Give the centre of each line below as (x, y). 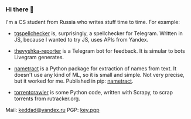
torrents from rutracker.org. (47, 98)
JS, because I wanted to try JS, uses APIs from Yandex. (81, 40)
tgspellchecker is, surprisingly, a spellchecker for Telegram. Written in (98, 33)
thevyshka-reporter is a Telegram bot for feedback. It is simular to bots (99, 51)
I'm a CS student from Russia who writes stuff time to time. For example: (93, 22)
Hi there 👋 (20, 9)
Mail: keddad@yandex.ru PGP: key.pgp (53, 110)
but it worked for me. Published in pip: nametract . (74, 81)
